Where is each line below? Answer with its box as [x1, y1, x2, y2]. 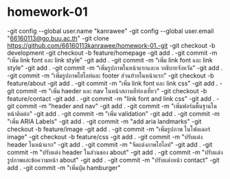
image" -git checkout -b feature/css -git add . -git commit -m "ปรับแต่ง [7, 132, 203, 141]
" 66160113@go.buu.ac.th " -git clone [7, 34, 110, 42]
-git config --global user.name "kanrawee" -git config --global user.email [7, 27, 214, 35]
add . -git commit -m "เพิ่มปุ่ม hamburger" [7, 163, 121, 171]
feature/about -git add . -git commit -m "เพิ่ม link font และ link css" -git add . [7, 79, 218, 87]
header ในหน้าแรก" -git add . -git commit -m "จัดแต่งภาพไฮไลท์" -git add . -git [7, 140, 213, 148]
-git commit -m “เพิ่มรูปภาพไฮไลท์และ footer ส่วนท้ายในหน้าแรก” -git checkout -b [7, 71, 214, 80]
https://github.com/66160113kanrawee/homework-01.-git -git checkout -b [7, 41, 216, 49]
